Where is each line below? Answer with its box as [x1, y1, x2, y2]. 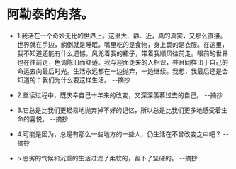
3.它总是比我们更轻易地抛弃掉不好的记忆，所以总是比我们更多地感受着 [16, 106, 222, 114]
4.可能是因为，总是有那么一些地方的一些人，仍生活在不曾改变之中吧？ [16, 129, 222, 138]
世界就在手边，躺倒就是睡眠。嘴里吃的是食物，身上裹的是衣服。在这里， [16, 40, 228, 48]
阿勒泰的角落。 [6, 6, 94, 23]
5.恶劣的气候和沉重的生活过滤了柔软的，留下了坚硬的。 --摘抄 [16, 153, 198, 162]
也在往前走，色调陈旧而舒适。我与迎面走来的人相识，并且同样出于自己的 [16, 58, 228, 66]
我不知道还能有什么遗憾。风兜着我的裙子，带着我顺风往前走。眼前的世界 [16, 49, 228, 58]
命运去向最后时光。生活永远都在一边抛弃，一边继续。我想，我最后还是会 [16, 67, 228, 75]
